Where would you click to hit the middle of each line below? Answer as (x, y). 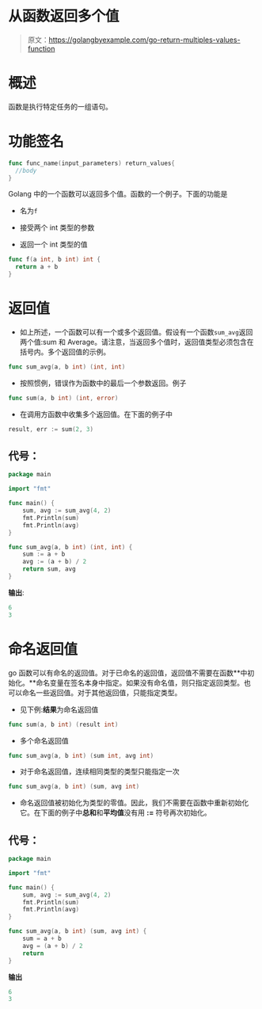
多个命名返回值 (44, 740)
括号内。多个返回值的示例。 (65, 352)
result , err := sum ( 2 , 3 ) (51, 429)
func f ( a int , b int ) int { (55, 260)
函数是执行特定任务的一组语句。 (60, 106)
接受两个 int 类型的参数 (57, 227)
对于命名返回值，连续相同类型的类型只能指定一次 (99, 772)
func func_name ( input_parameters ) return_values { (92, 163)
